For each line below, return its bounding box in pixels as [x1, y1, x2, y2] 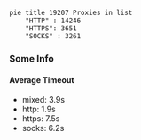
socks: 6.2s [21, 123, 65, 134]
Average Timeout [9, 74, 74, 85]
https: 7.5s [21, 113, 60, 124]
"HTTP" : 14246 [25, 16, 82, 25]
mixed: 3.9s [21, 95, 65, 105]
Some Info [9, 52, 55, 64]
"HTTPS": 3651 [25, 24, 77, 33]
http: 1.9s [21, 103, 56, 115]
